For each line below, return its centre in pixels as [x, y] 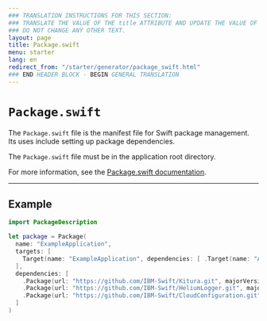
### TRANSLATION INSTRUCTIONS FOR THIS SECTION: [90, 15]
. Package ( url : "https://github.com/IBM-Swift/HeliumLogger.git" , [133, 289]
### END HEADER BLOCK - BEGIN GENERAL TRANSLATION [94, 75]
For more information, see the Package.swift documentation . [107, 172]
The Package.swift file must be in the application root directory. [112, 156]
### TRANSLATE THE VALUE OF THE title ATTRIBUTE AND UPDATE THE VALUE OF [133, 23]
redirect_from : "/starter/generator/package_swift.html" [104, 67]
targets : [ [33, 251]
